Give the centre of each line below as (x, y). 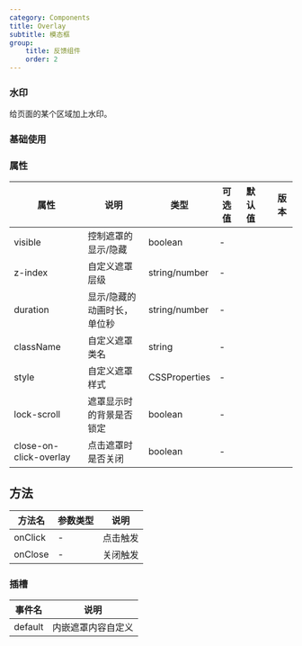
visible (28, 242)
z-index (31, 273)
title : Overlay (38, 26)
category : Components (50, 18)
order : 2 (42, 59)
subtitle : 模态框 (40, 34)
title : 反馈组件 (53, 51)
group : (22, 43)
